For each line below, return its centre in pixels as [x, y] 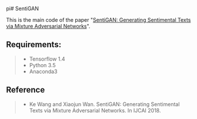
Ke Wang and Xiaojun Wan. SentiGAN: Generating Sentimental [104, 104]
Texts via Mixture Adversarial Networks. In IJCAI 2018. [95, 110]
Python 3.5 [42, 65]
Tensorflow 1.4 [47, 59]
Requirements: [34, 44]
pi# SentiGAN [23, 9]
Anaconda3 [43, 71]
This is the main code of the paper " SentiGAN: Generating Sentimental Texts [98, 20]
